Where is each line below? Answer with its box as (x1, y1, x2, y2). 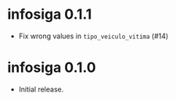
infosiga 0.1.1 (7, 5, 92, 23)
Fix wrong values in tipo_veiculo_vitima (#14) (18, 31, 169, 41)
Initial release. (18, 84, 64, 94)
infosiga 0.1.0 (7, 59, 96, 77)
